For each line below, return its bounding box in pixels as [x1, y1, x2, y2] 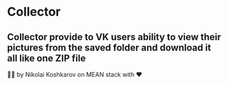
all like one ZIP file [7, 52, 86, 64]
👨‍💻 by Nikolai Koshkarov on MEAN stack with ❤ [7, 71, 142, 78]
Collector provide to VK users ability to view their [7, 31, 221, 43]
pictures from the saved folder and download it [7, 41, 212, 53]
